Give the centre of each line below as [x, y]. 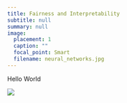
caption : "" [31, 46]
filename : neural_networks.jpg [59, 59]
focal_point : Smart [42, 53]
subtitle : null [29, 20]
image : [17, 33]
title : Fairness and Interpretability [63, 14]
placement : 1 [32, 40]
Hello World [24, 79]
